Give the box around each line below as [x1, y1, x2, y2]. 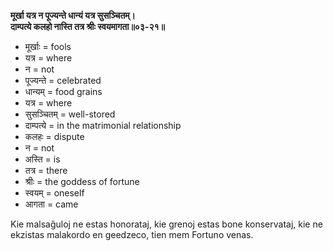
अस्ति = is [24, 153, 61, 165]
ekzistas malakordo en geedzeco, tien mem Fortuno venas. [10, 229, 254, 240]
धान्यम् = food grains [24, 86, 103, 97]
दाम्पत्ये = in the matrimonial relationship [24, 120, 182, 131]
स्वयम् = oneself [24, 187, 85, 199]
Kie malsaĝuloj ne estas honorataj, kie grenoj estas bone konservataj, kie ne [10, 218, 323, 230]
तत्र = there [24, 165, 68, 176]
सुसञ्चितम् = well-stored [24, 108, 116, 120]
